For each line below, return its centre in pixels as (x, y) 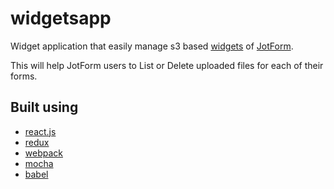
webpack (43, 153)
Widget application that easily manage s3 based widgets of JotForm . (152, 46)
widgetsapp (61, 18)
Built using (44, 107)
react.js (40, 131)
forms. (24, 76)
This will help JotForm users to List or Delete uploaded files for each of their (167, 65)
